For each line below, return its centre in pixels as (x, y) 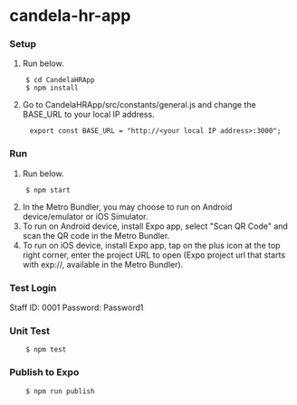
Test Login (33, 287)
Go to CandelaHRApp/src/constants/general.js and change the (139, 105)
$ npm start (48, 190)
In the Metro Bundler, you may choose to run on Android (127, 207)
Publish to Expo (44, 372)
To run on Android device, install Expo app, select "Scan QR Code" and (155, 226)
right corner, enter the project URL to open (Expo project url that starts (154, 255)
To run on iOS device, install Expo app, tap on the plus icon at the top (151, 245)
